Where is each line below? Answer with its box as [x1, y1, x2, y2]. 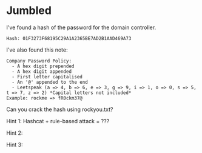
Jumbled [6, 4, 52, 18]
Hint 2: [6, 129, 23, 137]
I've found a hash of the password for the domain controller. [6, 24, 157, 31]
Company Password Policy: [6, 58, 72, 64]
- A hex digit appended [12, 68, 72, 75]
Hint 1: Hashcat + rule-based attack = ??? [6, 117, 110, 124]
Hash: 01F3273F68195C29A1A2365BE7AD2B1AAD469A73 [6, 35, 132, 41]
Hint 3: [6, 141, 23, 148]
